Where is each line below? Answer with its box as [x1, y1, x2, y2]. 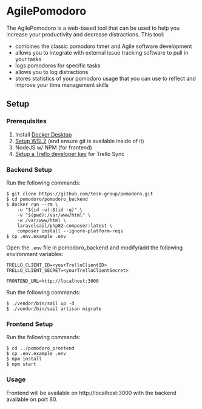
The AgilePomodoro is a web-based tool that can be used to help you [6, 24, 180, 32]
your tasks [15, 55, 42, 63]
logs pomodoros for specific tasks [15, 62, 101, 69]
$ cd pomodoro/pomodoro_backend [6, 196, 88, 202]
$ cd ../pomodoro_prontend [6, 345, 75, 351]
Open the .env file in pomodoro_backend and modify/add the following [6, 244, 183, 251]
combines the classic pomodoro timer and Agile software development [15, 42, 192, 50]
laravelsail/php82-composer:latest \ [17, 223, 113, 229]
